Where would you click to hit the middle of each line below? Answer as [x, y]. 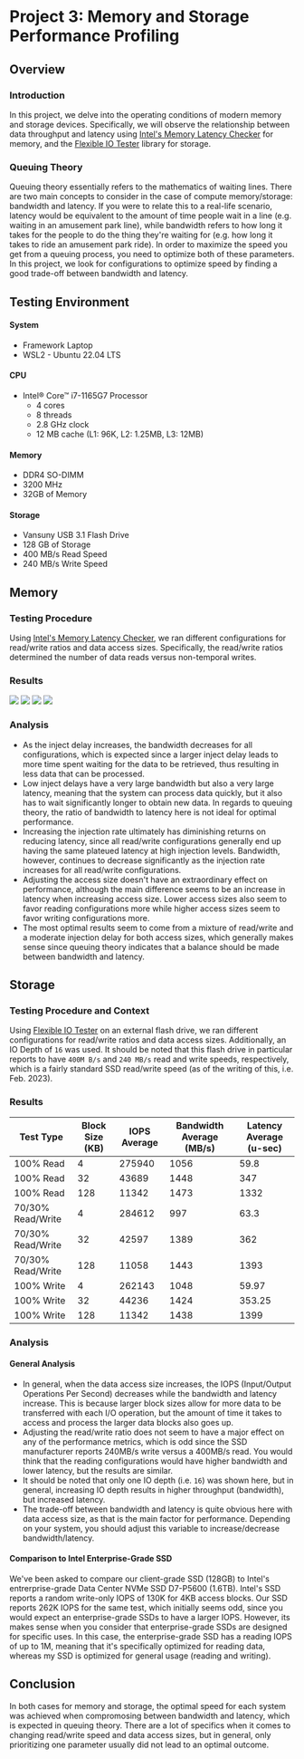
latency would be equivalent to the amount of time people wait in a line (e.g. [151, 216]
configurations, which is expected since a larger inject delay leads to [150, 755]
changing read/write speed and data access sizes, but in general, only [140, 1735]
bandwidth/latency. [58, 1538]
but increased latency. [64, 1499]
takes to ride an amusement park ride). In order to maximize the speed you [148, 245]
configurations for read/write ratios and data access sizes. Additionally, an [148, 1040]
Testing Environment [69, 302]
